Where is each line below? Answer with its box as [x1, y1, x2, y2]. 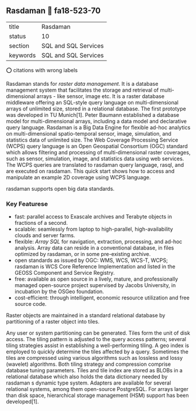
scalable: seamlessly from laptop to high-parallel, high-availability [14, 225, 174, 233]
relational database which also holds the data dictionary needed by [6, 373, 168, 380]
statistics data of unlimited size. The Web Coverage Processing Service [6, 136, 178, 143]
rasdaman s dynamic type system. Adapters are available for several [6, 379, 171, 386]
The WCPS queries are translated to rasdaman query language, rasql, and [6, 161, 184, 168]
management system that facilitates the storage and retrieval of [6, 86, 159, 93]
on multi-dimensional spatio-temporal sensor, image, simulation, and [6, 130, 171, 137]
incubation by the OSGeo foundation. [14, 288, 104, 295]
